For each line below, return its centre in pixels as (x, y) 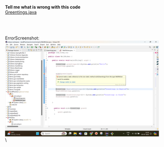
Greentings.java (21, 12)
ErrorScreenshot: (22, 38)
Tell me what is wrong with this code (43, 7)
